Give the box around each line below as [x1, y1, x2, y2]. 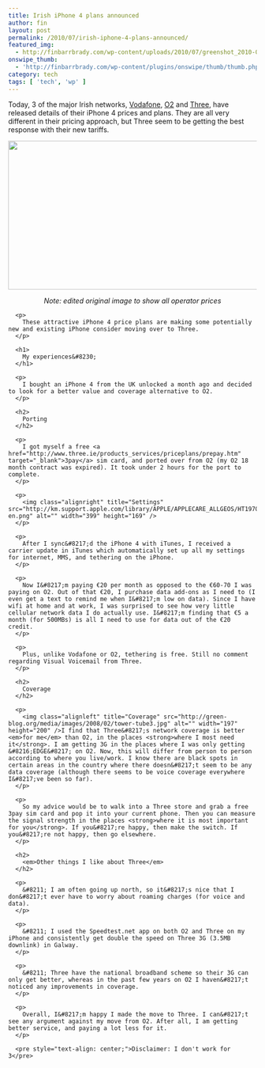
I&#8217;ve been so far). [8, 774, 93, 783]
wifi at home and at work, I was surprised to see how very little [8, 602, 235, 610]
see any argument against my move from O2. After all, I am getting [8, 1017, 238, 1025]
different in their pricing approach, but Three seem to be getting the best [8, 116, 244, 126]
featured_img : [8, 41, 55, 49]
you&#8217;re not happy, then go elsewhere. [8, 830, 157, 839]
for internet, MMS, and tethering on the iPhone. [8, 553, 175, 562]
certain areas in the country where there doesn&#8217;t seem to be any [8, 761, 252, 769]
